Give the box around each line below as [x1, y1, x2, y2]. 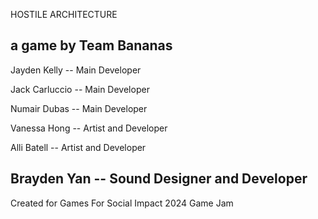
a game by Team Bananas [10, 37, 173, 54]
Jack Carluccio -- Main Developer [10, 83, 150, 95]
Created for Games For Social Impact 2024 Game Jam [10, 197, 234, 209]
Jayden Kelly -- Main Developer [10, 64, 142, 76]
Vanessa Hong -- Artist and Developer [10, 122, 168, 134]
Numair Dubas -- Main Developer [10, 102, 148, 114]
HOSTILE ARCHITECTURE [10, 9, 118, 20]
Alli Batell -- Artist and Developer [10, 141, 147, 153]
